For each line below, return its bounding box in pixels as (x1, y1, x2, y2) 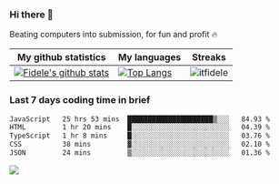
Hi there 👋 (9, 8, 55, 21)
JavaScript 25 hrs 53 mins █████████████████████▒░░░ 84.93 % (9, 114, 271, 124)
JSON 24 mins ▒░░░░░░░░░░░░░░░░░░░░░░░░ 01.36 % (9, 148, 271, 158)
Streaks (192, 51, 226, 64)
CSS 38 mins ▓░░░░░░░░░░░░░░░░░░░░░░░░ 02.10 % (9, 140, 271, 149)
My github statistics (16, 51, 106, 64)
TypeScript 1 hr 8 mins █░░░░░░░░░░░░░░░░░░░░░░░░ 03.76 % (9, 131, 271, 140)
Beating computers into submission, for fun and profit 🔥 (9, 29, 218, 40)
